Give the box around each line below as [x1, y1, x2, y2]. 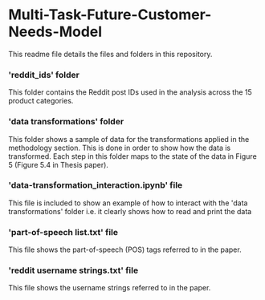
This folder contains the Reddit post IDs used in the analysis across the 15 [8, 87, 253, 97]
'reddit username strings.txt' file [8, 265, 139, 276]
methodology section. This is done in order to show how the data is [8, 143, 231, 152]
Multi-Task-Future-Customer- [8, 6, 212, 24]
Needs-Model [8, 22, 103, 41]
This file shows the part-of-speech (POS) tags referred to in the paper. [8, 245, 243, 254]
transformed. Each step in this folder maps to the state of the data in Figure [8, 151, 257, 161]
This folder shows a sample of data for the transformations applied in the [8, 134, 250, 144]
